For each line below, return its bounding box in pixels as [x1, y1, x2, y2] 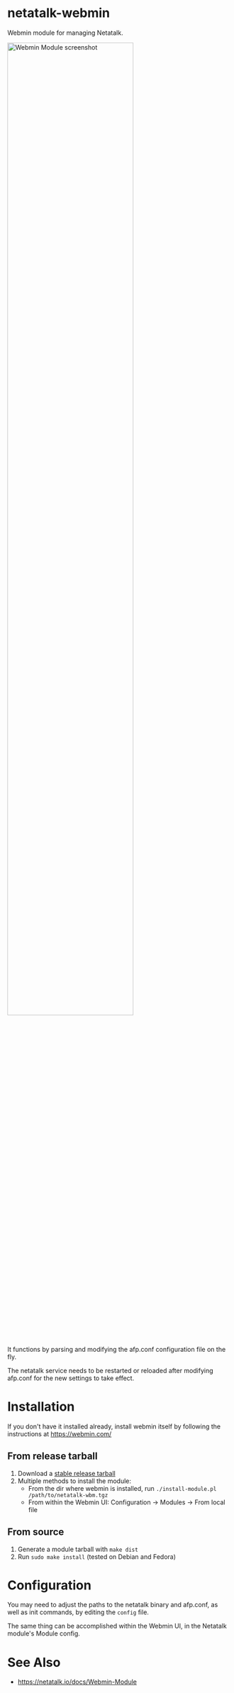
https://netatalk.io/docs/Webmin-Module [17, 1677, 137, 1686]
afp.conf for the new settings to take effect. [7, 1374, 135, 1382]
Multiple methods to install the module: [17, 1477, 132, 1485]
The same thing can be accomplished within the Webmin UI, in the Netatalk [7, 1622, 227, 1631]
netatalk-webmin [7, 5, 111, 21]
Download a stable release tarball [17, 1469, 116, 1477]
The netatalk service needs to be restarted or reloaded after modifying [7, 1366, 214, 1375]
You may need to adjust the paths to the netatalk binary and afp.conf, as [7, 1601, 218, 1609]
